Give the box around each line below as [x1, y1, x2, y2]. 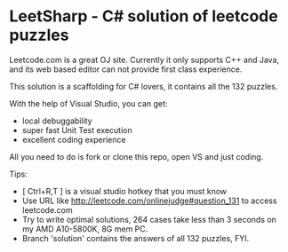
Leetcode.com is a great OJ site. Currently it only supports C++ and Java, [9, 54, 280, 65]
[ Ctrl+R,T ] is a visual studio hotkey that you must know [21, 185, 228, 196]
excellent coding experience [21, 134, 126, 145]
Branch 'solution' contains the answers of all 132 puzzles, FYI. [21, 232, 250, 243]
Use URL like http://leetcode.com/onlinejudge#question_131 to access [21, 195, 277, 206]
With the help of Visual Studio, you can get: [9, 98, 168, 108]
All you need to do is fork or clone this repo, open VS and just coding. [9, 151, 264, 161]
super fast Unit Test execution [21, 124, 132, 135]
